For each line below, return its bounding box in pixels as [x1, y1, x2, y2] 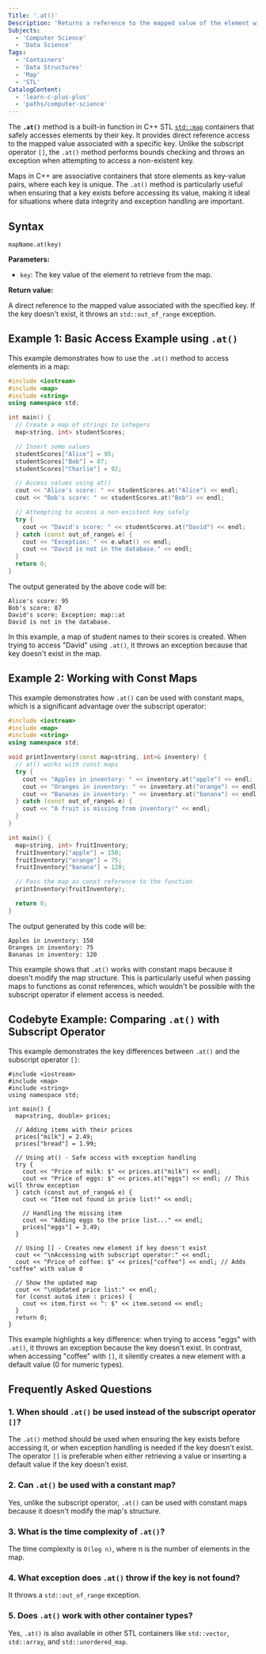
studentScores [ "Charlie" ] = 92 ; [15, 465, 123, 473]
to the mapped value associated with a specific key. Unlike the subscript [8, 139, 244, 149]
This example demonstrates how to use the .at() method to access [8, 353, 230, 362]
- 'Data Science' [15, 41, 73, 49]
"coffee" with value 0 [8, 1265, 83, 1273]
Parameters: [8, 254, 50, 264]
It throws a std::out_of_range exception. [8, 1590, 141, 1600]
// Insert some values [15, 442, 90, 450]
